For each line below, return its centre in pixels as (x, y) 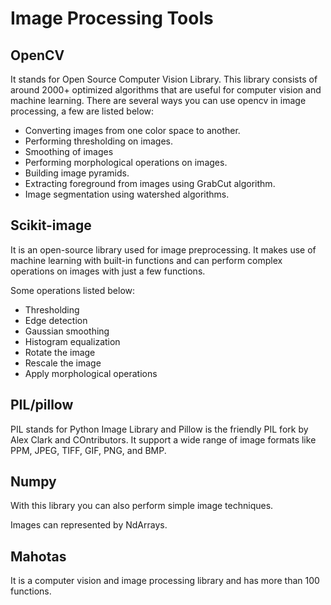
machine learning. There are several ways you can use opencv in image (158, 100)
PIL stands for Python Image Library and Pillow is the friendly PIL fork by (159, 429)
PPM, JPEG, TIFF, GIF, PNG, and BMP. (88, 450)
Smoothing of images (69, 151)
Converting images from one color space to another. (132, 130)
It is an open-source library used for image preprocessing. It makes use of (163, 249)
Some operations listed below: (73, 290)
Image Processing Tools (112, 18)
